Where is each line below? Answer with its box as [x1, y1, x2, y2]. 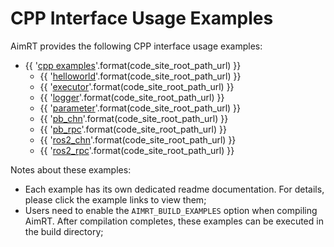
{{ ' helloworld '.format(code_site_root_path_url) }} [39, 70, 242, 82]
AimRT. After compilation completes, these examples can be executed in [24, 215, 324, 227]
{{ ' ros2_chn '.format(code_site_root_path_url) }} [39, 133, 237, 146]
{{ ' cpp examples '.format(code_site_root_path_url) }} [24, 59, 242, 71]
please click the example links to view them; [24, 193, 207, 206]
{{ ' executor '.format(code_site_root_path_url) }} [39, 80, 235, 92]
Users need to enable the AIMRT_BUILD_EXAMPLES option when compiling [24, 204, 318, 216]
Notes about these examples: [10, 163, 132, 176]
